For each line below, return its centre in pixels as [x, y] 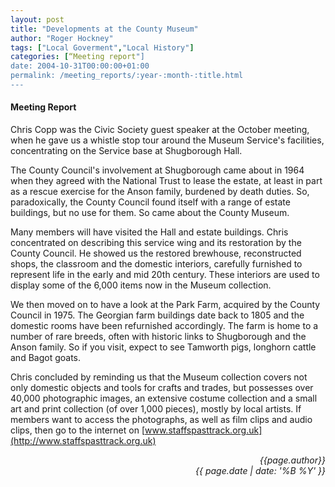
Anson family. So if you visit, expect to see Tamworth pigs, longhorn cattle [163, 347]
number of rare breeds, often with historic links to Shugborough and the [158, 337]
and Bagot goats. [46, 358]
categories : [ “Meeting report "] [77, 57]
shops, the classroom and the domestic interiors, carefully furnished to [156, 264]
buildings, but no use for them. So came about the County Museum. [150, 213]
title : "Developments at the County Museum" [104, 29]
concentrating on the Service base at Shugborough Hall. [126, 151]
